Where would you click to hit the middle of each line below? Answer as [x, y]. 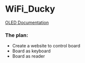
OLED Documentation [27, 22]
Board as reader [28, 56]
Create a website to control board [46, 46]
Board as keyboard [31, 51]
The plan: [17, 35]
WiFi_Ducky [30, 9]
